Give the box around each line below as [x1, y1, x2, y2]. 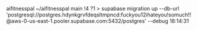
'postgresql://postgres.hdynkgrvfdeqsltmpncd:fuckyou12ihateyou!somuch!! [6, 11, 192, 18]
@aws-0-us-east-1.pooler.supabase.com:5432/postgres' [6, 18, 147, 24]
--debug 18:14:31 [148, 18, 189, 24]
